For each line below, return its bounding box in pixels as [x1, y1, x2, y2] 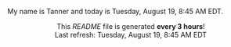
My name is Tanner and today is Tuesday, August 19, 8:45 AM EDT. [7, 7, 224, 16]
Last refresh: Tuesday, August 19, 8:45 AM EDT [54, 31, 208, 39]
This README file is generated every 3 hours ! [56, 22, 205, 31]
